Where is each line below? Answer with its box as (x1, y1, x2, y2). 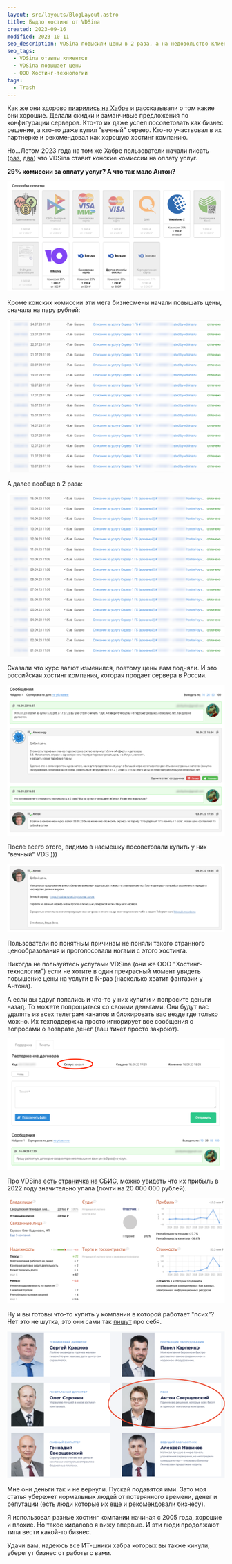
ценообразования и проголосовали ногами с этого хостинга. (7, 946, 188, 955)
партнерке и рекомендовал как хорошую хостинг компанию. (7, 134, 188, 142)
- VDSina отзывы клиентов (13, 55, 88, 62)
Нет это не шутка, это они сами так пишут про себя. (7, 1317, 162, 1325)
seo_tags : (7, 48, 36, 55)
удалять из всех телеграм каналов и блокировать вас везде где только (7, 1010, 219, 1018)
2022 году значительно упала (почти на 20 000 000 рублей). (7, 1184, 187, 1193)
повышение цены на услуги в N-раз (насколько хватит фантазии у (7, 975, 203, 983)
